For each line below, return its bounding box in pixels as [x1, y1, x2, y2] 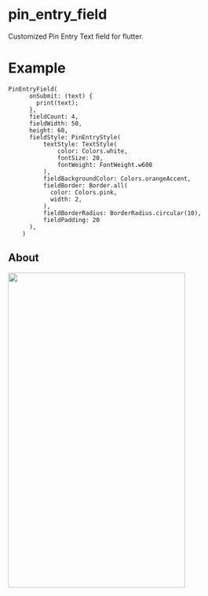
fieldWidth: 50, [28, 120, 82, 128]
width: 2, [49, 195, 82, 203]
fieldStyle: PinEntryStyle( [28, 133, 122, 141]
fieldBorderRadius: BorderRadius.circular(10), [42, 209, 202, 217]
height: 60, [28, 126, 68, 135]
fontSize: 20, [57, 154, 104, 162]
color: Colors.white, [57, 147, 128, 155]
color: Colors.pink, [49, 188, 118, 196]
